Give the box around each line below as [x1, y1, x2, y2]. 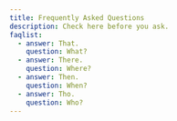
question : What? [26, 47, 88, 56]
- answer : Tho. [17, 89, 76, 98]
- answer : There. [17, 55, 84, 65]
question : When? [26, 81, 88, 90]
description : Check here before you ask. [9, 22, 170, 31]
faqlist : [9, 30, 43, 39]
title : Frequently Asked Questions [9, 13, 145, 23]
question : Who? [26, 97, 84, 107]
